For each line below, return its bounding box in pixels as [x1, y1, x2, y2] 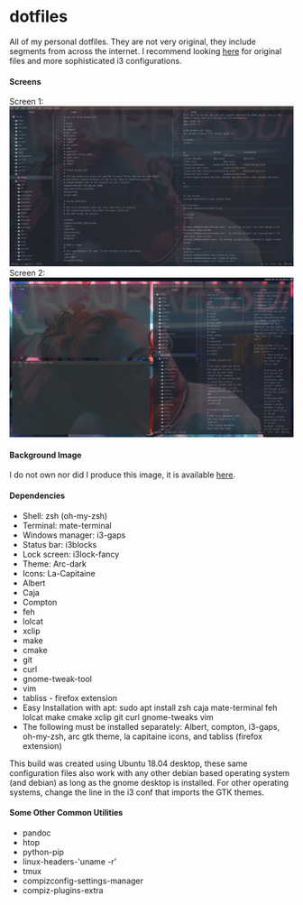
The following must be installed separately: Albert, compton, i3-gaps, [22, 721, 280, 732]
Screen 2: [9, 267, 46, 278]
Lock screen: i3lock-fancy [22, 549, 120, 559]
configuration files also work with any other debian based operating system [9, 767, 290, 778]
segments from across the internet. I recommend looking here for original [9, 45, 282, 56]
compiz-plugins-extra [22, 884, 104, 895]
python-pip [22, 846, 65, 857]
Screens [9, 76, 41, 87]
